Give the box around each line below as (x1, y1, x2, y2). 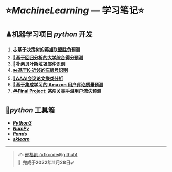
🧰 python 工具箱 (5, 106, 55, 115)
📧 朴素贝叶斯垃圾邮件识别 (12, 61, 66, 67)
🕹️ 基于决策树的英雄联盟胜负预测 (12, 46, 80, 53)
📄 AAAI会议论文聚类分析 (12, 75, 63, 81)
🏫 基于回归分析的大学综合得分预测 (12, 55, 83, 60)
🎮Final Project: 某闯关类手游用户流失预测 (12, 88, 101, 94)
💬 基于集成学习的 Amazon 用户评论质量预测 (12, 82, 104, 87)
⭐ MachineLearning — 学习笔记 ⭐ (5, 5, 144, 16)
